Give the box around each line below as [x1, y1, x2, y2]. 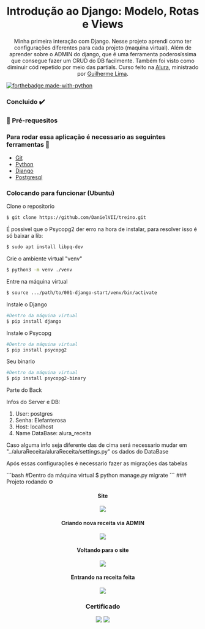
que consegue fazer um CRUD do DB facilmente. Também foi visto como [11, 57, 195, 64]
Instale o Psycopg [6, 329, 52, 337]
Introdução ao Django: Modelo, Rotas [6, 4, 199, 18]
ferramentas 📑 [6, 140, 50, 149]
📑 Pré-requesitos [6, 116, 58, 125]
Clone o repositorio [6, 203, 55, 210]
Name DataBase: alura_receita [15, 430, 92, 437]
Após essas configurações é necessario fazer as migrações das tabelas [6, 460, 188, 467]
